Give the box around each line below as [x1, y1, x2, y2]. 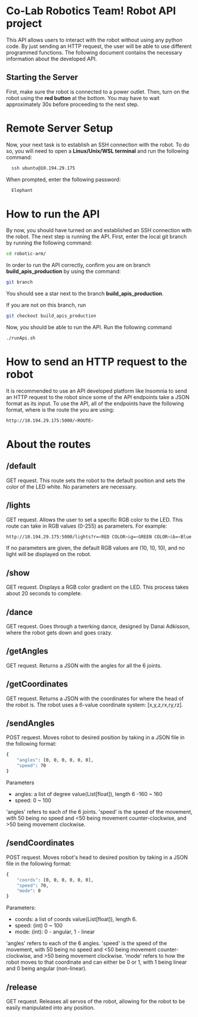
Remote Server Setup [6, 121, 113, 134]
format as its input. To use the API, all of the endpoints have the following [6, 400, 184, 407]
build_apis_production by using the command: [6, 268, 121, 275]
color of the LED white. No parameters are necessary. [6, 483, 137, 490]
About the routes [6, 437, 91, 451]
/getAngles [6, 646, 48, 656]
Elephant [11, 187, 33, 193]
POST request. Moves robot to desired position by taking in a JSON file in [6, 734, 185, 741]
